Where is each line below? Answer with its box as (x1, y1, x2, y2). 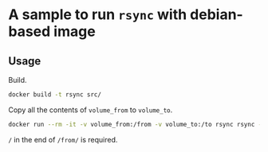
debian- (190, 6, 243, 24)
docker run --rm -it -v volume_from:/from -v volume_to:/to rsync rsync (8, 120, 255, 128)
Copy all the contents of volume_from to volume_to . (8, 105, 173, 115)
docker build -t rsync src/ (8, 91, 102, 99)
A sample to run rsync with (8, 6, 187, 24)
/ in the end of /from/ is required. (8, 134, 118, 144)
